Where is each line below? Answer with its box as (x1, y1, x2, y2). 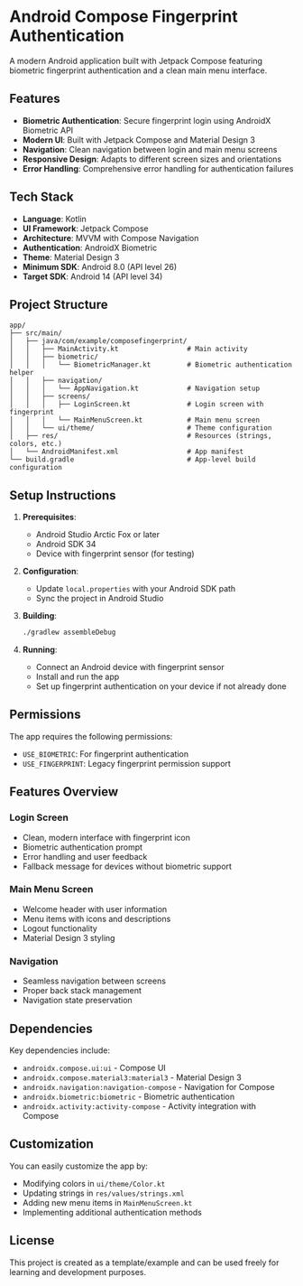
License (9, 1233, 55, 1248)
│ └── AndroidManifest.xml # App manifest (9, 447, 244, 457)
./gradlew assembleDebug (22, 628, 116, 638)
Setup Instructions (9, 488, 116, 503)
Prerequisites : (22, 512, 77, 523)
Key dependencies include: (9, 1045, 111, 1056)
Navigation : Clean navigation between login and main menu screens (22, 144, 278, 154)
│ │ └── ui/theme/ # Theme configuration (9, 424, 272, 433)
